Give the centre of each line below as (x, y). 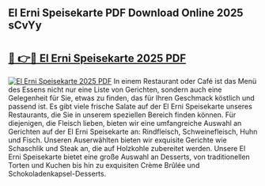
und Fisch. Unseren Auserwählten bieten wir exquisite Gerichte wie (117, 140)
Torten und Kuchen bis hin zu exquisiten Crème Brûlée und (104, 165)
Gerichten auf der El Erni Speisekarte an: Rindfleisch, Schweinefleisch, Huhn (133, 131)
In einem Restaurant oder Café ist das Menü (185, 81)
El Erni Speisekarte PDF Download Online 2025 (126, 13)
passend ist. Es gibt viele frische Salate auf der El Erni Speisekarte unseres (131, 106)
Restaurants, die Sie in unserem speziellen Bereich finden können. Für (122, 115)
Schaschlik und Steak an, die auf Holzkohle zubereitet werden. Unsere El (127, 148)
